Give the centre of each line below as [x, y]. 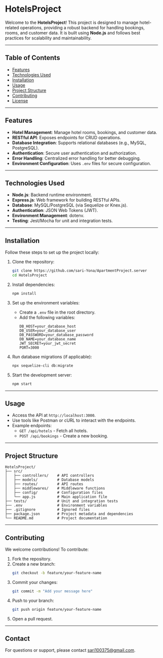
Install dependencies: [33, 284]
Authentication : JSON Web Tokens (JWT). [55, 210]
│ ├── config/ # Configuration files [54, 493]
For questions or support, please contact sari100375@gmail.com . [70, 650]
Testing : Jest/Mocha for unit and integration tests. [62, 221]
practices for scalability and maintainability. [48, 38]
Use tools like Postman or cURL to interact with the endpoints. [74, 420]
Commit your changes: [35, 582]
